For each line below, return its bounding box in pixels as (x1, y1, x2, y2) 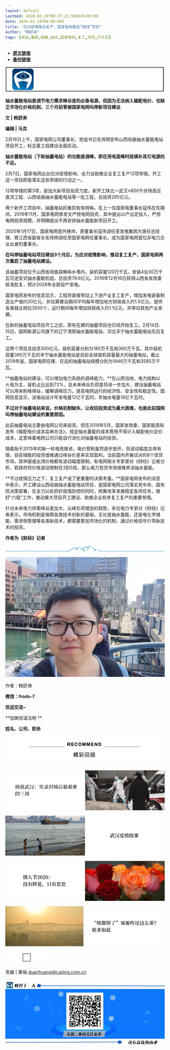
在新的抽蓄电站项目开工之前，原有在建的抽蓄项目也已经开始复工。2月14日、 (5, 322, 163, 328)
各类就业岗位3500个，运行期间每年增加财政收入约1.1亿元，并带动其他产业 (5, 305, 158, 311)
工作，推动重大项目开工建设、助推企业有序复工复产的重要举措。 (22, 494, 156, 500)
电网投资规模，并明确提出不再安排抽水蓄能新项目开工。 (5, 217, 120, 223)
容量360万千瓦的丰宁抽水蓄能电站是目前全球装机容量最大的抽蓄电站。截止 (5, 351, 160, 357)
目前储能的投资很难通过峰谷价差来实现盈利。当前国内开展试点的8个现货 (14, 452, 163, 458)
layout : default (5, 8, 39, 13)
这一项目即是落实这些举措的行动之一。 (5, 176, 85, 183)
